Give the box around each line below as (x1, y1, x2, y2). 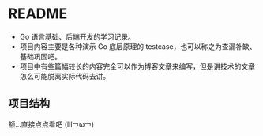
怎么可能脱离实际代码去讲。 (19, 71, 111, 81)
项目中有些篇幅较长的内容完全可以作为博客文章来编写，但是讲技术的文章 (19, 61, 255, 71)
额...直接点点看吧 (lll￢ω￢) (8, 119, 95, 129)
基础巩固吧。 (19, 51, 62, 61)
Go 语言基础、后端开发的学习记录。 (19, 32, 136, 41)
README (8, 5, 68, 23)
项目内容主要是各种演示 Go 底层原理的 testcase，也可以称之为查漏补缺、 (19, 41, 257, 51)
